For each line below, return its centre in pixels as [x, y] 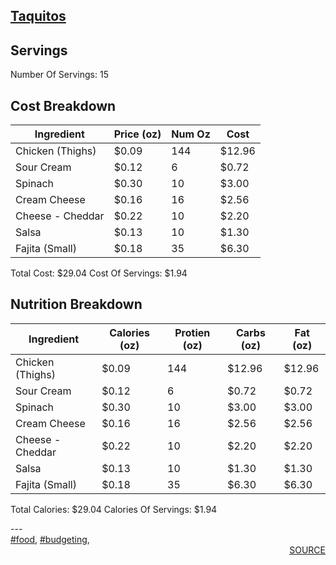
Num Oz [191, 134]
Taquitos [38, 16]
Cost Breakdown [63, 105]
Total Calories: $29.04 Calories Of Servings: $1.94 [114, 509]
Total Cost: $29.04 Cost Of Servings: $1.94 [99, 273]
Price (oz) [137, 134]
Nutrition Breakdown [76, 304]
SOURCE [307, 550]
